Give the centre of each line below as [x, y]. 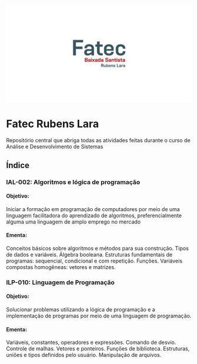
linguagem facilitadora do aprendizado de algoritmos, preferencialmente [94, 215]
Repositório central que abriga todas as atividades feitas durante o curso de [98, 140]
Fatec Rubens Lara [52, 124]
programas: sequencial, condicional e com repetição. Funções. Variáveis [94, 261]
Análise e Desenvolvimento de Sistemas [55, 147]
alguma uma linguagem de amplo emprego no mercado [73, 222]
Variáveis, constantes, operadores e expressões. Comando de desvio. [91, 342]
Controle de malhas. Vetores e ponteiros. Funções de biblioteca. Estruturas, [98, 349]
